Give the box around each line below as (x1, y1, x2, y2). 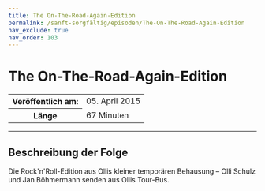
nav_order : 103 (8, 33, 58, 42)
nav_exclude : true (8, 26, 69, 34)
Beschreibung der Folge (8, 145, 129, 159)
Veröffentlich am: (12, 96, 79, 107)
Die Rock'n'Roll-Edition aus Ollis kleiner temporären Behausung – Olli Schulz (8, 167, 256, 176)
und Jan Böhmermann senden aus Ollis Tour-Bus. (8, 175, 170, 184)
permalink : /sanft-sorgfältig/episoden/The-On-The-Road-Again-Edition (8, 19, 245, 27)
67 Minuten (86, 110, 129, 121)
